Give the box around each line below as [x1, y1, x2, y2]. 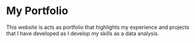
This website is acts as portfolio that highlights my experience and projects [6, 24, 190, 31]
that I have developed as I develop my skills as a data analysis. [6, 29, 159, 37]
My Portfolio [6, 4, 68, 18]
